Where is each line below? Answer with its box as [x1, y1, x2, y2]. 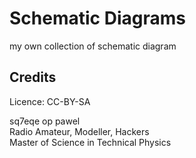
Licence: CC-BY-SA [9, 95, 91, 107]
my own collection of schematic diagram [9, 40, 177, 52]
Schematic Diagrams [9, 7, 186, 30]
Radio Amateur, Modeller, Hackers [9, 125, 150, 137]
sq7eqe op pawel [9, 115, 81, 127]
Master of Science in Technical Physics [9, 136, 172, 148]
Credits [9, 69, 57, 86]
